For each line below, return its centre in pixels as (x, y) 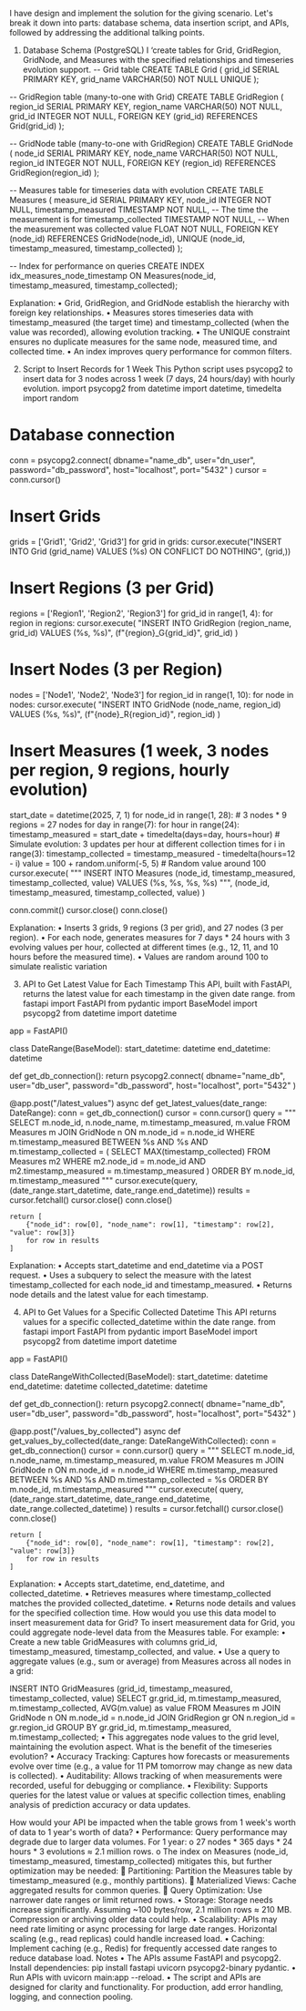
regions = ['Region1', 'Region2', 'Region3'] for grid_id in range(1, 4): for (141, 613)
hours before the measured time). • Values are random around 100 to (139, 957)
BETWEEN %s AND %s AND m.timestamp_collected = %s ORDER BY (139, 1479)
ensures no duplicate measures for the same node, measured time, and (143, 342)
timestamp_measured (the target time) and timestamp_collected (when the (149, 322)
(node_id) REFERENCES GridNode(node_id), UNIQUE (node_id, (127, 239)
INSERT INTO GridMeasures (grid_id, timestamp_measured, (121, 1688)
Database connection (92, 435)
